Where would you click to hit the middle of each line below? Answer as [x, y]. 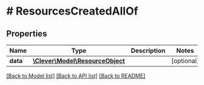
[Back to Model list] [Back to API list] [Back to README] [76, 76]
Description [148, 51]
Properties [27, 34]
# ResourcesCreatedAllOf [72, 11]
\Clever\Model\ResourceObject [79, 61]
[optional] [185, 61]
